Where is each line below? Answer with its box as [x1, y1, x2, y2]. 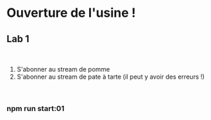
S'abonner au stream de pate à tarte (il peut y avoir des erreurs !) [16, 72, 205, 81]
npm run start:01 [6, 103, 64, 113]
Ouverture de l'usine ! [6, 5, 136, 21]
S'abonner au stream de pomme [16, 65, 110, 73]
